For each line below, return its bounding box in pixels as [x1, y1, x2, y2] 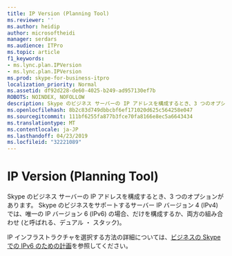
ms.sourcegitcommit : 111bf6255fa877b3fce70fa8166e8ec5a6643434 [7, 113, 193, 120]
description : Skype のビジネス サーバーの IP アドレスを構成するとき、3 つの [7, 100, 211, 107]
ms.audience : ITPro [7, 42, 64, 49]
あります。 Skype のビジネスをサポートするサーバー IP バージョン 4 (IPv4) [7, 201, 219, 210]
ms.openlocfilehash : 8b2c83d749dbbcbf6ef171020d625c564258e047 [7, 107, 193, 113]
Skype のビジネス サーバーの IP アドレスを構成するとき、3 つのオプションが [7, 192, 224, 201]
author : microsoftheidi [7, 29, 76, 37]
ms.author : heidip [7, 23, 60, 30]
